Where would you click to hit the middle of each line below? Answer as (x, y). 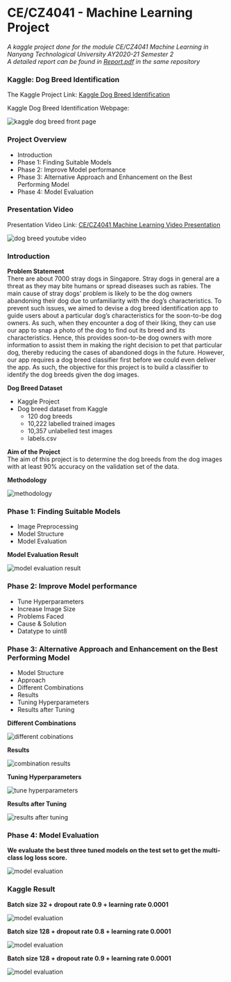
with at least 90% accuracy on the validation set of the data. (93, 467)
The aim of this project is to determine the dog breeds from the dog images (115, 459)
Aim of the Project (34, 452)
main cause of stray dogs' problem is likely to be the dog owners (100, 294)
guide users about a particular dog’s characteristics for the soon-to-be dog (114, 316)
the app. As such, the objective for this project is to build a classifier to (108, 367)
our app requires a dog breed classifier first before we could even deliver (112, 360)
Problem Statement (36, 272)
